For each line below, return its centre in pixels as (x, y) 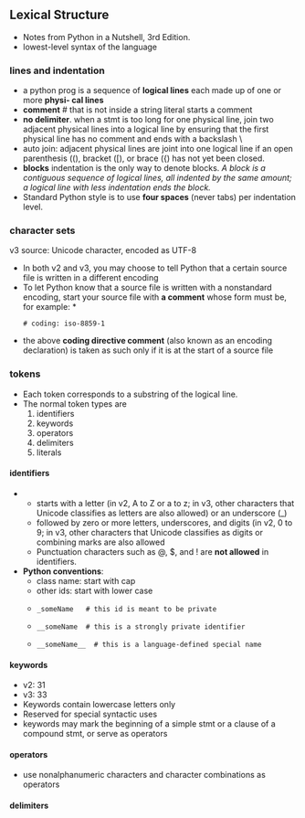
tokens (25, 374)
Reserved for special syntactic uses (90, 714)
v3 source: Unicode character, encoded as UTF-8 (103, 250)
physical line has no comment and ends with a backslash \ (132, 139)
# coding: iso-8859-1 (63, 324)
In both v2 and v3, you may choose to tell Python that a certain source (155, 268)
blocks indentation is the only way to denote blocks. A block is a (144, 168)
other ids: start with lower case (95, 590)
